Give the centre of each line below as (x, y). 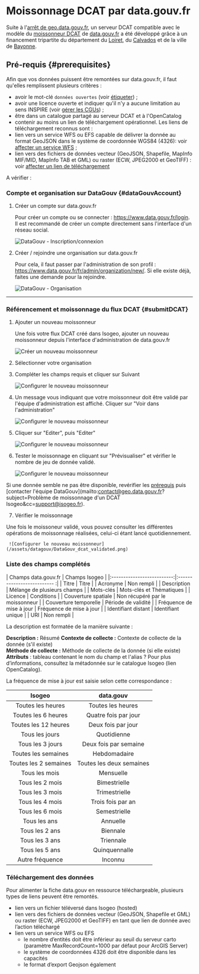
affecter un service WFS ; (46, 147)
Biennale (113, 831)
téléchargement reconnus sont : (54, 128)
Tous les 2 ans (40, 831)
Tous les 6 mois (40, 811)
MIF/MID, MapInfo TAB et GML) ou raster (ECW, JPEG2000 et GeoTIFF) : (103, 160)
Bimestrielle (113, 782)
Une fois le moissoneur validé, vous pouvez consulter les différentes (90, 527)
